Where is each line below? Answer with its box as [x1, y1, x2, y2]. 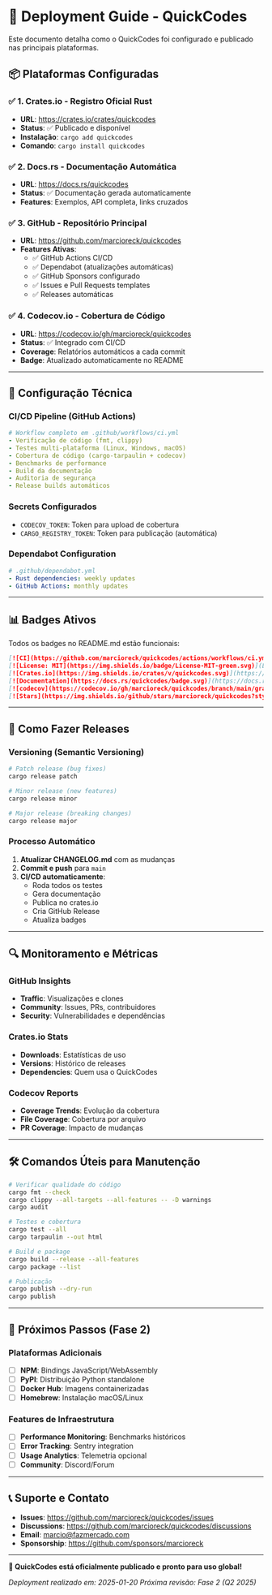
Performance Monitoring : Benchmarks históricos [19, 1432, 186, 1442]
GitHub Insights [8, 976, 71, 987]
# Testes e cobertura [8, 1218, 82, 1226]
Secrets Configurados [8, 501, 97, 512]
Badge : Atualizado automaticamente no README [19, 355, 184, 364]
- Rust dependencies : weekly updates [8, 574, 136, 583]
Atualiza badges [32, 915, 87, 925]
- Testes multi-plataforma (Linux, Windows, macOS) [8, 444, 186, 452]
